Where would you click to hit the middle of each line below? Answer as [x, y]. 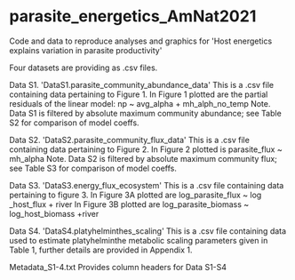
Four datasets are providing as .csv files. [84, 68]
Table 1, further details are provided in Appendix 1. [101, 250]
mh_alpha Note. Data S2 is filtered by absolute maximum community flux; [144, 158]
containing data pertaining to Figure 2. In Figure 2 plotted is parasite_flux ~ [146, 149]
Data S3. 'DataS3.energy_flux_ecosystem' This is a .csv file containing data [147, 185]
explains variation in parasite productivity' [86, 50]
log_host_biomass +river [54, 213]
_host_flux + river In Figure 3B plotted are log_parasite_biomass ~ [129, 204]
